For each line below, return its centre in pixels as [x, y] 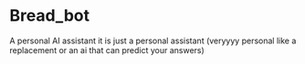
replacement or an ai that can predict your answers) [107, 50]
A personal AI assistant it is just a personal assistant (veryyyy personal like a [153, 41]
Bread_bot [49, 16]
